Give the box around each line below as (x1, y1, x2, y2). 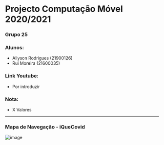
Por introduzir (12, 84, 40, 90)
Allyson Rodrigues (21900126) (12, 55, 73, 61)
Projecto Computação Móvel (5, 3, 123, 15)
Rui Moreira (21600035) (12, 60, 60, 66)
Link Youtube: (5, 72, 39, 79)
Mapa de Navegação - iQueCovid (5, 123, 85, 130)
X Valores (12, 107, 32, 112)
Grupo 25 (5, 31, 28, 38)
